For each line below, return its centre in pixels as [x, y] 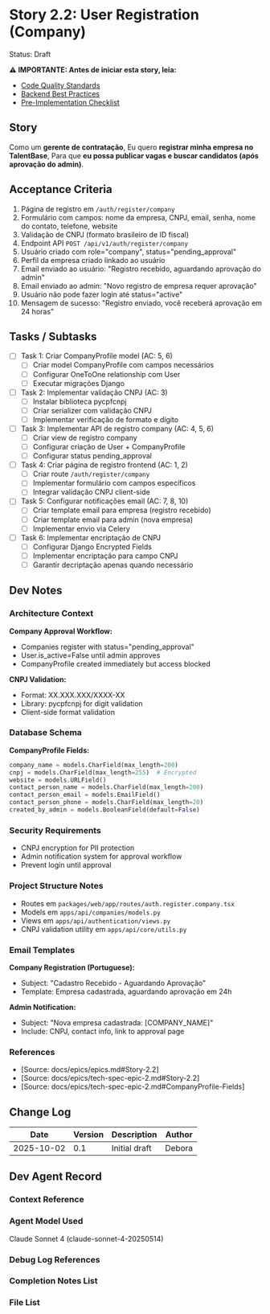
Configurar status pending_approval [92, 456]
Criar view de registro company [85, 437]
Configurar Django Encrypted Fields [92, 546]
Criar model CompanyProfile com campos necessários [123, 365]
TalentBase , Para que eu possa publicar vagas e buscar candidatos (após [134, 155]
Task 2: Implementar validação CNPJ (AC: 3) [94, 392]
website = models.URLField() [58, 780]
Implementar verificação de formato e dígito [106, 419]
